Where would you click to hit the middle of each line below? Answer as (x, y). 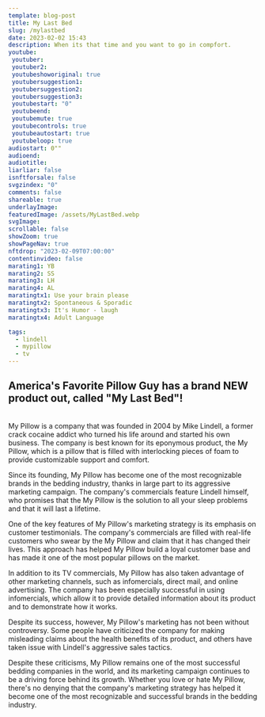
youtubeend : (31, 112)
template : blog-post (42, 15)
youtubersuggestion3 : (47, 97)
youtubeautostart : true (51, 133)
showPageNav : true (38, 244)
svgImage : (25, 222)
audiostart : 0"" (35, 148)
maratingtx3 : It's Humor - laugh (63, 310)
